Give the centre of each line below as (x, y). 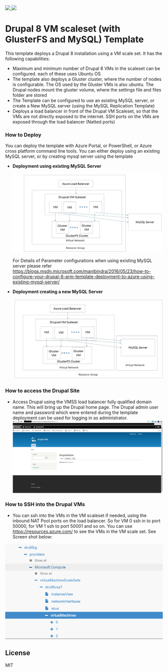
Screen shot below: (32, 536)
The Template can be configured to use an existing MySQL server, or (83, 100)
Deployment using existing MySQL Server (57, 166)
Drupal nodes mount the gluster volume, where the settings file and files (87, 89)
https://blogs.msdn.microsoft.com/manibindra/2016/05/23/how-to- (81, 271)
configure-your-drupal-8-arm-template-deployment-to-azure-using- (83, 276)
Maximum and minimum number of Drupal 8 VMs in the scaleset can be (86, 68)
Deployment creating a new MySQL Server (57, 291)
